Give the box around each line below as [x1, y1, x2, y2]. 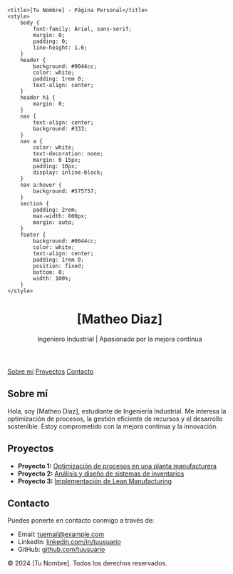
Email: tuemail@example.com [17, 530, 105, 538]
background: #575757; [33, 188, 98, 195]
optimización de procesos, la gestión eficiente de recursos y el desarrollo [7, 414, 223, 423]
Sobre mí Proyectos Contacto [7, 367, 94, 376]
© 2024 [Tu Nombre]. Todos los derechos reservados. [7, 559, 167, 568]
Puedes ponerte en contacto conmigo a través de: [7, 516, 155, 525]
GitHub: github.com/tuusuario [17, 545, 105, 554]
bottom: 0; [33, 269, 66, 276]
